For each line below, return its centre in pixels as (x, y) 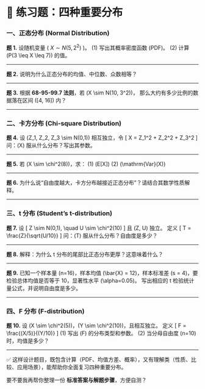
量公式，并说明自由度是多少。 (44, 288)
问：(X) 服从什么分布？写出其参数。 (51, 145)
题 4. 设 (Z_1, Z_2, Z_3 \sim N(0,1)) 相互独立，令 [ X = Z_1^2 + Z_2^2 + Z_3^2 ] (102, 138)
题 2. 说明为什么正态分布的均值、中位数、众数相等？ (72, 74)
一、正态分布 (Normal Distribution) (58, 33)
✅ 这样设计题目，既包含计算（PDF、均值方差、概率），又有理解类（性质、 (99, 360)
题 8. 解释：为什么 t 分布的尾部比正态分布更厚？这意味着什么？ (85, 254)
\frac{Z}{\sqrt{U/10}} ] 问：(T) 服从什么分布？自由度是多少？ (82, 235)
